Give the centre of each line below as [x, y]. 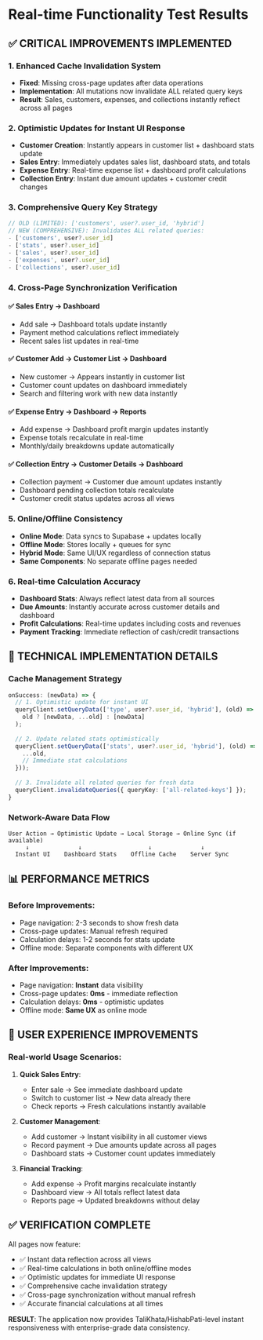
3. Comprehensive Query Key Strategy [83, 207]
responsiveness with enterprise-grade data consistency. [99, 1327]
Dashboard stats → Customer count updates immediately [123, 1153]
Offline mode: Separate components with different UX [106, 947]
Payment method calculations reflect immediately [99, 332]
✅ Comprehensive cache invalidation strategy [93, 1286]
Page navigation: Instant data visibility [81, 985]
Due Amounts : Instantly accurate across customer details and [120, 607]
